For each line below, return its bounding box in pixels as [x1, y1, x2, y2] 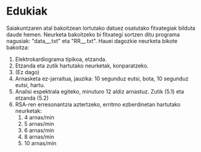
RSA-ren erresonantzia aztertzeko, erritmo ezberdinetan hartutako [15, 100, 181, 108]
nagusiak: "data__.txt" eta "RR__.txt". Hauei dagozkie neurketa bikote [6, 37, 177, 44]
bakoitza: [6, 44, 29, 51]
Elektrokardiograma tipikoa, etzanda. [15, 55, 107, 63]
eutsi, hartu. [15, 81, 45, 89]
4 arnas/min [24, 114, 54, 121]
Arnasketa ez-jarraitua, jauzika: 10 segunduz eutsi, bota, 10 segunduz [15, 75, 189, 82]
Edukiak [6, 4, 48, 18]
